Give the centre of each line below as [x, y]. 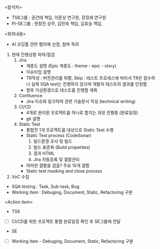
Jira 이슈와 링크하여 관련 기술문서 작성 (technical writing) [81, 101]
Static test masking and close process [64, 171]
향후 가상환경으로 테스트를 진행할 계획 [62, 90]
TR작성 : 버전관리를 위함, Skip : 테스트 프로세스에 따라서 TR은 [84, 78]
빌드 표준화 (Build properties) [62, 147]
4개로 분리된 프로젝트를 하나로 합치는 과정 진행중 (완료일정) [82, 113]
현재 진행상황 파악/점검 [33, 54]
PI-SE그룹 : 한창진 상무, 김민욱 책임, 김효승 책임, [57, 24]
